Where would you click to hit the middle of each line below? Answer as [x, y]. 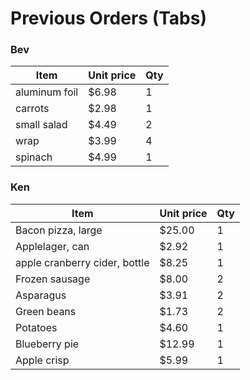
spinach [34, 157]
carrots [32, 109]
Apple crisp [42, 360]
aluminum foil [47, 92]
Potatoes [36, 327]
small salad [41, 125]
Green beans [46, 311]
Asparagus [41, 295]
